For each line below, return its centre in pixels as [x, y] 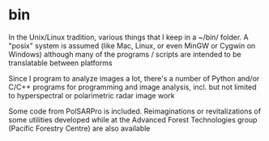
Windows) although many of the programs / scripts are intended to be [125, 54]
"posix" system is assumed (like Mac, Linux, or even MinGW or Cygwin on [132, 45]
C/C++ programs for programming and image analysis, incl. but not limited [132, 87]
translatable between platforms [60, 63]
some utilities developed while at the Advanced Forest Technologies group [133, 119]
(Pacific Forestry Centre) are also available [79, 128]
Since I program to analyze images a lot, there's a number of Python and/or [134, 78]
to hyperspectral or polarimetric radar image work [92, 95]
